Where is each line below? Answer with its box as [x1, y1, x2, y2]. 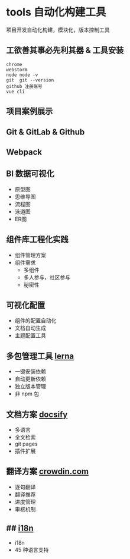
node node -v [6, 72, 38, 78]
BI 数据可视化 [6, 169, 54, 179]
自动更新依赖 [14, 375, 46, 382]
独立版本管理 [14, 383, 46, 390]
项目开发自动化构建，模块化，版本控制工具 [6, 26, 110, 33]
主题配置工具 [14, 332, 46, 339]
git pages [14, 440, 38, 447]
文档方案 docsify [6, 409, 68, 419]
